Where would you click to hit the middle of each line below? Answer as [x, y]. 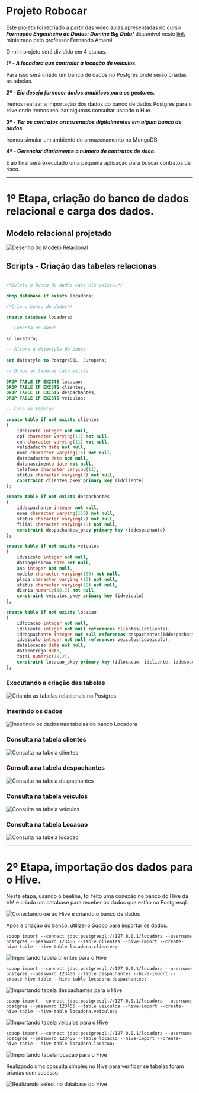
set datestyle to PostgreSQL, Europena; [57, 360]
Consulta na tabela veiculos [47, 796]
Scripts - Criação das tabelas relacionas [81, 266]
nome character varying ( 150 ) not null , [66, 513]
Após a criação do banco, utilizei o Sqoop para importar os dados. [87, 925]
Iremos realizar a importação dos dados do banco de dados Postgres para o [99, 104]
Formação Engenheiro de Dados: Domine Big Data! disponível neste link [96, 33]
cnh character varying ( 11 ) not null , [63, 442]
